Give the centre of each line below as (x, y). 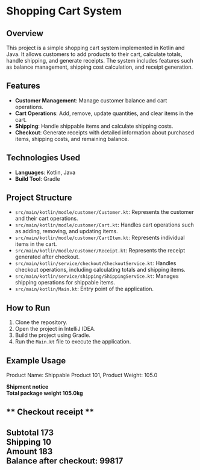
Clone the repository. (41, 322)
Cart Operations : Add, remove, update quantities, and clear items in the (104, 113)
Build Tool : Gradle (37, 178)
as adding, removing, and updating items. (67, 231)
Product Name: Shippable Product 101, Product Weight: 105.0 (82, 375)
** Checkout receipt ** (50, 412)
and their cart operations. (46, 219)
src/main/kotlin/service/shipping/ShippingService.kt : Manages (97, 276)
